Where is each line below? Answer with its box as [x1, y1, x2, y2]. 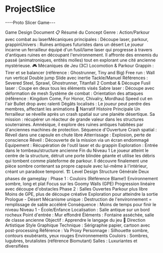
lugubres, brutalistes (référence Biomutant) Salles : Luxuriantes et [5, 238, 138, 244]
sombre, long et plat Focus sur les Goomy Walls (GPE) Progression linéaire [5, 181, 155, 187]
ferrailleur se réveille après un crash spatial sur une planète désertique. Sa [5, 111, 155, 117]
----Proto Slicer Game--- [5, 20, 56, 25]
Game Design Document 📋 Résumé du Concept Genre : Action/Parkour [5, 29, 150, 35]
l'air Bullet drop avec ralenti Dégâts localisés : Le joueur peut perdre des [5, 101, 151, 106]
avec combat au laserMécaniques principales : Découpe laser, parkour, [5, 36, 149, 42]
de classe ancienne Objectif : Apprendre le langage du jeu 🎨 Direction [5, 217, 146, 223]
